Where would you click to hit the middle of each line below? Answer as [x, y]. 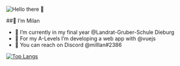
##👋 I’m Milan [23, 21]
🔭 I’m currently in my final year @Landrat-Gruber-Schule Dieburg [94, 32]
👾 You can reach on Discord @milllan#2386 [68, 45]
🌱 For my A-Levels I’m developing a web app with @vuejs [85, 38]
